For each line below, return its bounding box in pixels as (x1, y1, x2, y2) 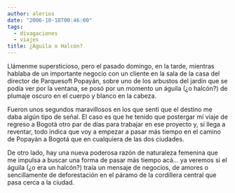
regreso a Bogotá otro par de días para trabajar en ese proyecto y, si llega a (7, 120, 226, 128)
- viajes (13, 36, 39, 43)
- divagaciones (13, 29, 58, 37)
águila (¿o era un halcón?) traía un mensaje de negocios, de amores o (7, 164, 209, 171)
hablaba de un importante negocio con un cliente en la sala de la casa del (7, 69, 220, 78)
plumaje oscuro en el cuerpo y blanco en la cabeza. (7, 92, 156, 100)
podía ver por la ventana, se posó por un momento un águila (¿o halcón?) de (7, 85, 228, 92)
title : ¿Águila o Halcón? (7, 43, 83, 50)
